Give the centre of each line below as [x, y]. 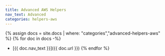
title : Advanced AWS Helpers [36, 10]
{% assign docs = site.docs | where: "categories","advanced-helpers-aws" [83, 33]
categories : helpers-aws [31, 19]
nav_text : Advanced [26, 14]
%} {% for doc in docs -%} [33, 38]
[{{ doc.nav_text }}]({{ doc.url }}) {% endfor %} [61, 48]
